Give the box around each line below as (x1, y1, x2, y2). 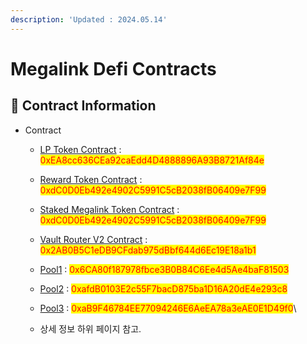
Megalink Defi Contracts (10, 57, 217, 80)
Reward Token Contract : (39, 173, 143, 185)
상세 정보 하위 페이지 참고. (39, 322, 142, 335)
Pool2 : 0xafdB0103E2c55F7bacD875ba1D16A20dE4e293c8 (39, 282, 288, 295)
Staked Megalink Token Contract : (39, 203, 180, 215)
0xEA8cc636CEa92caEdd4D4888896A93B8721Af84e (39, 154, 265, 166)
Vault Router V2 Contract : (39, 233, 148, 245)
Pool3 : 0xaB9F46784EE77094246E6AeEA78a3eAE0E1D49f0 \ (39, 302, 297, 314)
